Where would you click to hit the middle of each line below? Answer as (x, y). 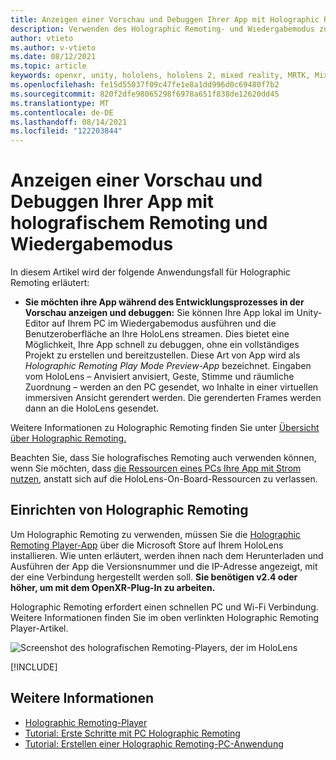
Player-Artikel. (39, 628)
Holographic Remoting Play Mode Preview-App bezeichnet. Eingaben (168, 366)
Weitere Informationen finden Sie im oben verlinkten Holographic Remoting (165, 617)
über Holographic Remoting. (68, 438)
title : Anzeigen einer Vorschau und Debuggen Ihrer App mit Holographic (165, 19)
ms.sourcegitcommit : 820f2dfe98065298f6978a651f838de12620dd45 (145, 94)
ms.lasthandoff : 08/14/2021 (69, 122)
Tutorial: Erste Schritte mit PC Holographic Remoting (132, 733)
